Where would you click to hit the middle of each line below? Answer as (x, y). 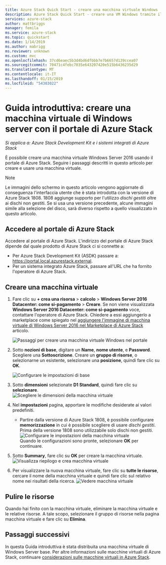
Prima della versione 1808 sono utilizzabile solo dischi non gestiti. (86, 430)
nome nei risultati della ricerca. (44, 481)
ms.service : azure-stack (31, 33)
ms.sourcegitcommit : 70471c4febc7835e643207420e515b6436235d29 (72, 65)
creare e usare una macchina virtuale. (44, 168)
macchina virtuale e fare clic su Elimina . (46, 519)
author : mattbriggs (25, 24)
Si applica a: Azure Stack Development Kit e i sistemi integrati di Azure (77, 143)
